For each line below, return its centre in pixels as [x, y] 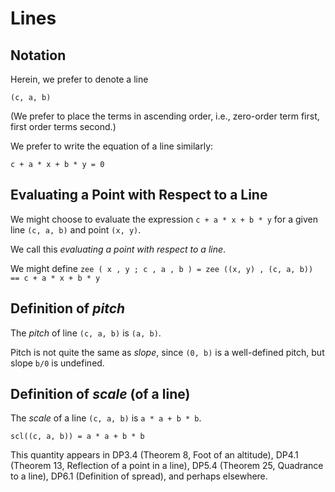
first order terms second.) [63, 126]
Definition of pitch [68, 308]
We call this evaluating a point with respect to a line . [118, 249]
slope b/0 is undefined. [57, 363]
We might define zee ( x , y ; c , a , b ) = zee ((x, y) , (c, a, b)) [162, 268]
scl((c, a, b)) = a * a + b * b [77, 437]
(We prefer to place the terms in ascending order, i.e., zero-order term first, [165, 116]
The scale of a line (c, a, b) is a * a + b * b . [106, 418]
